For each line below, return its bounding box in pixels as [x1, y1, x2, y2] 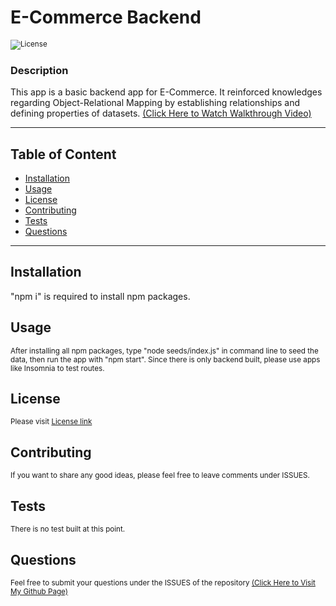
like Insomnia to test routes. [10, 363, 105, 373]
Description [10, 63, 69, 77]
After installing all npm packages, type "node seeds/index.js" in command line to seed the [10, 346, 319, 356]
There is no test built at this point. [10, 524, 126, 535]
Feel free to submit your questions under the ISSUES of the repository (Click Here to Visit [10, 577, 316, 588]
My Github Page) [10, 586, 69, 596]
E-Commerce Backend [10, 6, 202, 29]
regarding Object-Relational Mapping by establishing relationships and [10, 97, 301, 109]
